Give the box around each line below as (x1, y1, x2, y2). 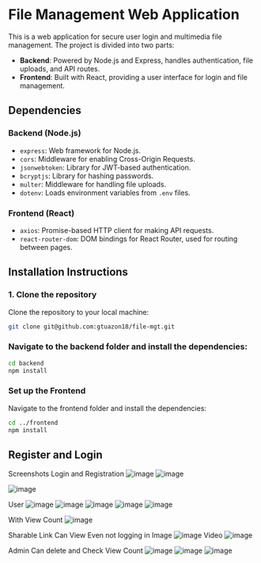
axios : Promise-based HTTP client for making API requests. (19, 225, 214, 235)
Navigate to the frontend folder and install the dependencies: (8, 403, 207, 413)
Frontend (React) (8, 208, 75, 219)
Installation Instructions (8, 266, 129, 279)
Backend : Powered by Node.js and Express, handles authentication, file (19, 56, 253, 65)
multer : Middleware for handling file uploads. (19, 179, 167, 189)
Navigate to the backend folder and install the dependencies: (8, 341, 248, 352)
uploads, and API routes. (19, 63, 100, 73)
